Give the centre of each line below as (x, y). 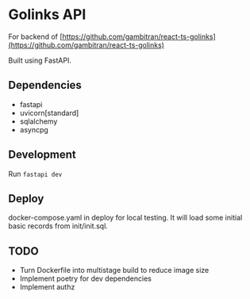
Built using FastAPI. (40, 60)
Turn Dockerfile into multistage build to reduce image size (114, 270)
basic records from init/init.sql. (58, 226)
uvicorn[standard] (49, 113)
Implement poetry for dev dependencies (86, 278)
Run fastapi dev (35, 174)
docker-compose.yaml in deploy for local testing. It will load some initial (125, 218)
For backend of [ (35, 36)
